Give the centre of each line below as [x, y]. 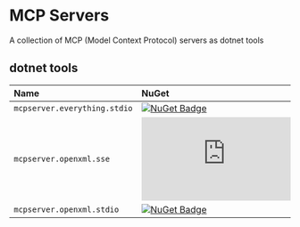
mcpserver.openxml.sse [62, 158]
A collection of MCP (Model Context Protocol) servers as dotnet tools [137, 40]
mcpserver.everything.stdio [73, 108]
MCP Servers [59, 16]
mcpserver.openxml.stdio [67, 209]
